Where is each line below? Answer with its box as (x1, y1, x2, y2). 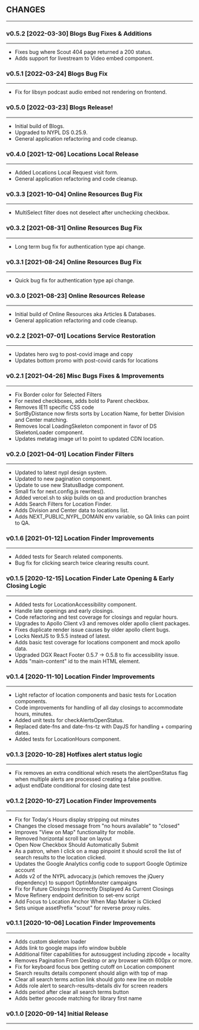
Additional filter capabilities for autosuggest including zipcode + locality (14, 950, 191, 958)
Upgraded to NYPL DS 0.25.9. (14, 129, 88, 136)
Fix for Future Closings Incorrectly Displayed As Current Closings (14, 885, 174, 892)
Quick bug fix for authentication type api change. (14, 276, 135, 284)
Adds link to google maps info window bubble (14, 944, 127, 951)
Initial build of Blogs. (14, 122, 65, 129)
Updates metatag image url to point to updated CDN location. (14, 435, 165, 442)
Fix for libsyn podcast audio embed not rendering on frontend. (14, 88, 167, 96)
